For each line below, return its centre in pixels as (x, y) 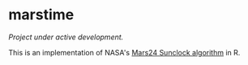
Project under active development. (66, 37)
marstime (41, 15)
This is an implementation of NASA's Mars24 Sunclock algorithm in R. (124, 52)
